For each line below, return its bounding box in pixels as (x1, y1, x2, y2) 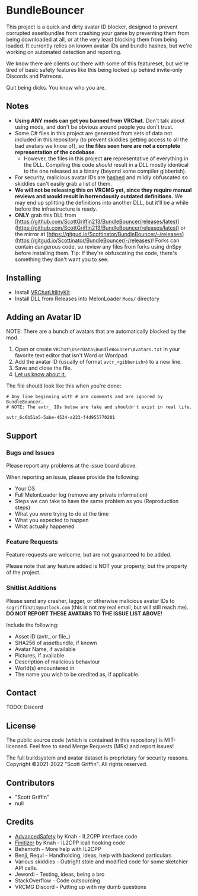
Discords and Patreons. (6, 72, 63, 80)
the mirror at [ (14, 230, 49, 237)
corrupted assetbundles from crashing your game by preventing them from (6, 29, 190, 36)
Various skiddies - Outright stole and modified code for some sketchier (14, 858, 189, 865)
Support (6, 431, 37, 441)
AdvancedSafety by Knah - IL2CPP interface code (14, 833, 138, 840)
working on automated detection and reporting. (6, 48, 122, 55)
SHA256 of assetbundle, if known (14, 639, 97, 646)
